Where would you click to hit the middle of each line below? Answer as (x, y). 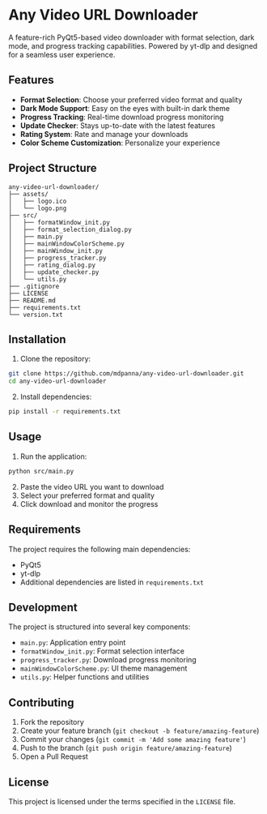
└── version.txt (36, 315)
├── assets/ (28, 194)
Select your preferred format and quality (87, 495)
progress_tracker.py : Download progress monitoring (108, 660)
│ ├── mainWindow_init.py (56, 251)
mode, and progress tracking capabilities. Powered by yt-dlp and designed (133, 45)
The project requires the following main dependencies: (100, 549)
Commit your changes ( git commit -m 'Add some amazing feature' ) (133, 739)
